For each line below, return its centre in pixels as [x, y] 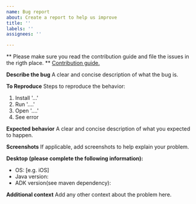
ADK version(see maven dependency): [63, 183]
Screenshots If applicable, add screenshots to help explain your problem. [98, 147]
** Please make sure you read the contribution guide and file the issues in [98, 57]
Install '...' [27, 98]
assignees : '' [24, 34]
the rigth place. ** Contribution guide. [53, 63]
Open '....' [27, 111]
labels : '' [20, 29]
